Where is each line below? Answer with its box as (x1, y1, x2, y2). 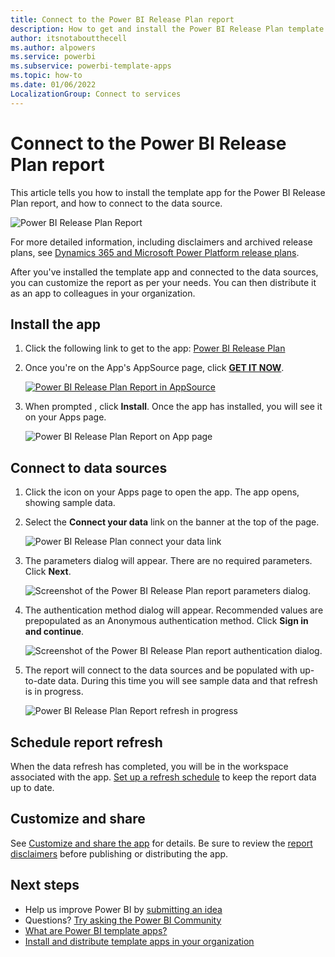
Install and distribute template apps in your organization (24, 935, 255, 947)
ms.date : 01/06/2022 (10, 80, 97, 90)
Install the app (10, 316, 102, 333)
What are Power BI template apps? (24, 924, 168, 936)
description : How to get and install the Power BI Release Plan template (10, 24, 325, 34)
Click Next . (24, 566, 72, 578)
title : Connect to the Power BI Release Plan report (10, 14, 235, 25)
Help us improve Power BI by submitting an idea (24, 903, 223, 915)
